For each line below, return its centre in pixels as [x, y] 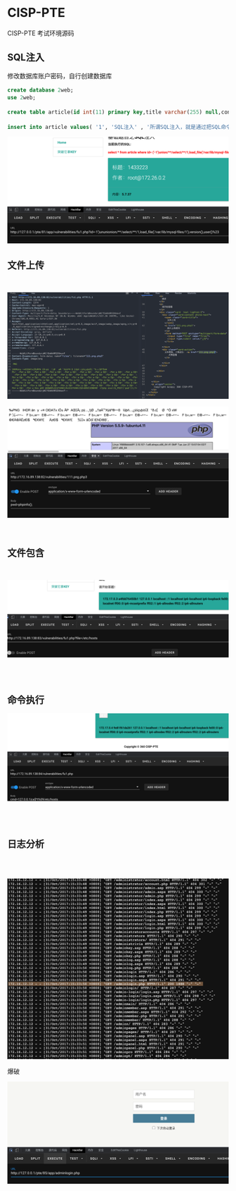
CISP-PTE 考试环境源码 [41, 33]
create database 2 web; [40, 90]
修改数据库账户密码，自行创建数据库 [60, 75]
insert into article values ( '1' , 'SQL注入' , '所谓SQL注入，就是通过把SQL [114, 128]
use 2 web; [22, 97]
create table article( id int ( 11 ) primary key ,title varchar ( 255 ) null [113, 112]
